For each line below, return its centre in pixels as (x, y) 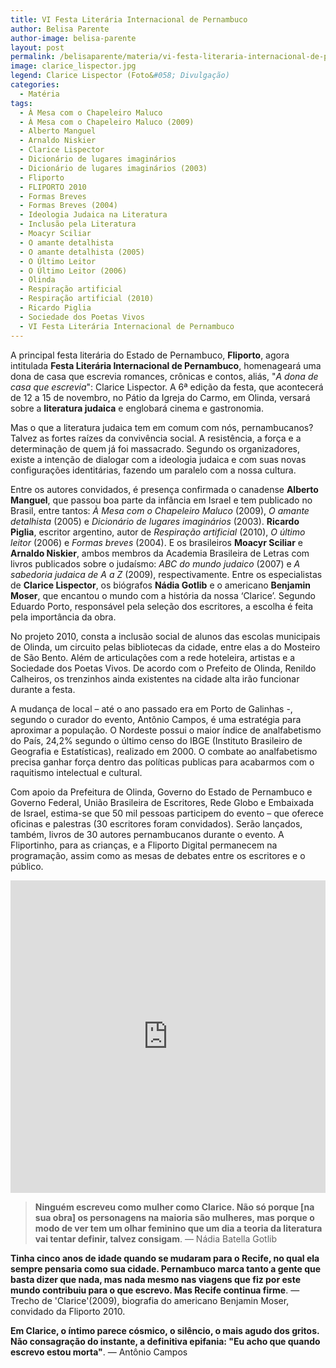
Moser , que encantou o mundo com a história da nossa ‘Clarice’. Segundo (163, 595)
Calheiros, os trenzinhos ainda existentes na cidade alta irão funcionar (155, 678)
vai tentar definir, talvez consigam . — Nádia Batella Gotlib (156, 1238)
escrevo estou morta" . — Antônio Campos (99, 1352)
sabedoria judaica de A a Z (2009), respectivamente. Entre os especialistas (166, 574)
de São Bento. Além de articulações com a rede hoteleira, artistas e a (153, 657)
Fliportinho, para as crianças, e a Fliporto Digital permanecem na (144, 845)
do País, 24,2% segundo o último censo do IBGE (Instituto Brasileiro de (156, 740)
